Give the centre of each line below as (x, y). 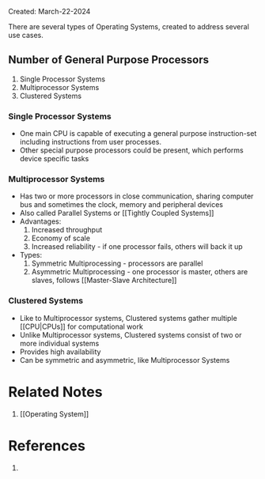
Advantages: (40, 221)
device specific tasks (54, 159)
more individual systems (59, 343)
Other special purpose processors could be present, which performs (131, 150)
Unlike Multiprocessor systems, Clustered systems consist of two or (131, 334)
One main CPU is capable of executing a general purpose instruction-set (138, 134)
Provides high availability (60, 352)
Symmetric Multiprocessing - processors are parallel (117, 263)
